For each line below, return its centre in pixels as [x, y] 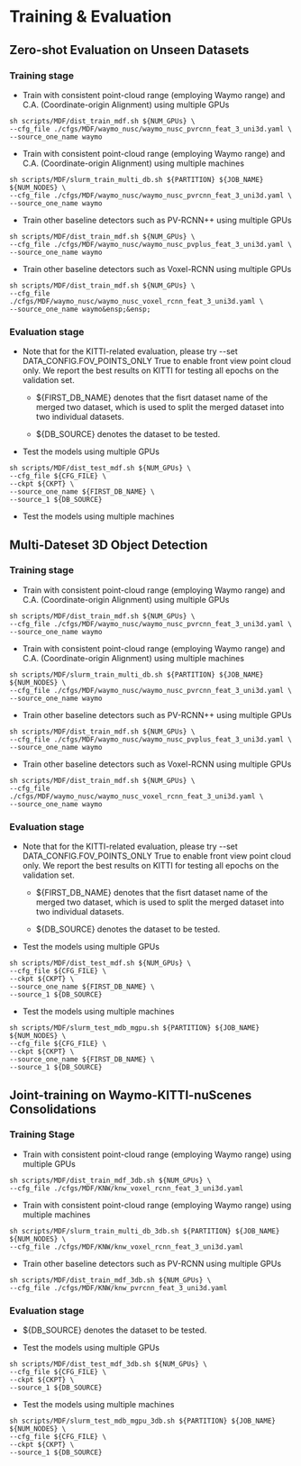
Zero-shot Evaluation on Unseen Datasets [129, 50]
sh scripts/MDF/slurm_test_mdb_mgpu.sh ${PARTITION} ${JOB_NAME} [134, 1028]
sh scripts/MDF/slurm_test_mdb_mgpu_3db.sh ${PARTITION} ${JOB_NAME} [143, 1421]
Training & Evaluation [91, 17]
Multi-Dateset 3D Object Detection [109, 545]
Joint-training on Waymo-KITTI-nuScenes [131, 1095]
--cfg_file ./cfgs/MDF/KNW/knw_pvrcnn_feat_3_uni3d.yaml [119, 1288]
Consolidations [53, 1109]
